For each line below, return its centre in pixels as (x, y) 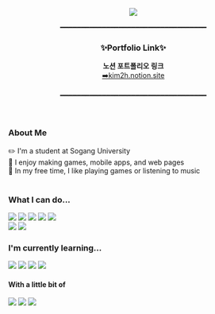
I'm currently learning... (55, 248)
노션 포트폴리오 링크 (133, 66)
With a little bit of (37, 284)
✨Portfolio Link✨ (133, 48)
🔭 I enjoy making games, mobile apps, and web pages (96, 162)
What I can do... (40, 200)
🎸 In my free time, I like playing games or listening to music (104, 170)
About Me (28, 133)
